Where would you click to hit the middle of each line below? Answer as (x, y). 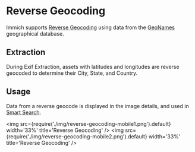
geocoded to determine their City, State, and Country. (72, 73)
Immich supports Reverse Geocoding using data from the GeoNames (91, 27)
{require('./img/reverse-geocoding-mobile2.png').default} (77, 136)
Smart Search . (24, 112)
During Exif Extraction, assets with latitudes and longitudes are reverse (93, 66)
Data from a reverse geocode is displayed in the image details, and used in (97, 106)
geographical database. (35, 33)
